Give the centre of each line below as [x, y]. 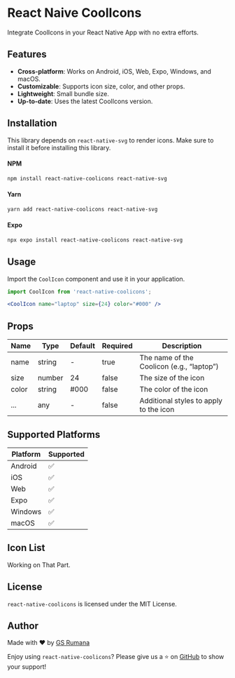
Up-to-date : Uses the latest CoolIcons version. [85, 101]
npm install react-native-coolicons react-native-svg [87, 178]
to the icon [157, 410]
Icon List [26, 548]
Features [27, 54]
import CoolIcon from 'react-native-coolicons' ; [79, 292]
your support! [27, 667]
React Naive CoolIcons [74, 13]
